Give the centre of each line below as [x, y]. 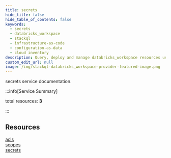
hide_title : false [25, 15]
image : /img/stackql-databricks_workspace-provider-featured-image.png [83, 67]
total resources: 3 [24, 101]
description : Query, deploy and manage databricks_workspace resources [83, 57]
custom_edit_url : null [29, 62]
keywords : [16, 24]
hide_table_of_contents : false [38, 19]
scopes [13, 144]
